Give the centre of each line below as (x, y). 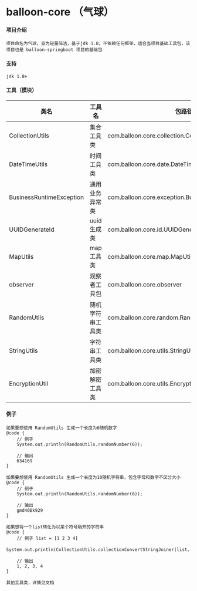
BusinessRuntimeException (46, 197)
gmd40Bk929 (30, 511)
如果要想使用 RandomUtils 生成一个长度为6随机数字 (62, 428)
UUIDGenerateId (32, 229)
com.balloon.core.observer (145, 284)
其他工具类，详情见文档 (30, 583)
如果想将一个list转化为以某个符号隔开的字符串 (55, 527)
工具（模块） (21, 90)
